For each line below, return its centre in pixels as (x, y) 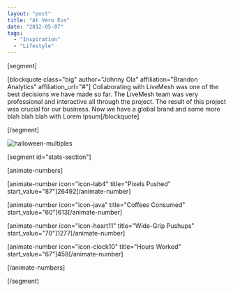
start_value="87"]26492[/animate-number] (69, 191)
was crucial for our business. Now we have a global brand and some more (114, 109)
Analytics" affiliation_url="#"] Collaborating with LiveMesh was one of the (113, 87)
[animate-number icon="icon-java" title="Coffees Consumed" (96, 205)
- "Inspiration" (37, 40)
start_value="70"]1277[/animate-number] (66, 233)
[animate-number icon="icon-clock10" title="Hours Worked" (94, 247)
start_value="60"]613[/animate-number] (65, 212)
